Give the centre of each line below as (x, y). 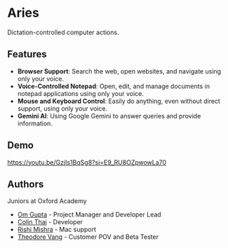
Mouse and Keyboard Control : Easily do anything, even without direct (119, 101)
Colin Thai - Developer (50, 222)
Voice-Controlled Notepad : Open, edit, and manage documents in (114, 86)
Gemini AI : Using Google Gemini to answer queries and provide (109, 116)
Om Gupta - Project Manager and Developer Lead (89, 214)
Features (27, 54)
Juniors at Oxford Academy (47, 201)
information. (35, 123)
